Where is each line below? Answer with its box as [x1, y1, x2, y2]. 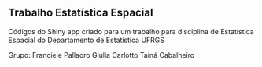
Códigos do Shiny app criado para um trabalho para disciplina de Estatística [8, 26, 254, 36]
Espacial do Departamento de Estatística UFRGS [8, 35, 165, 44]
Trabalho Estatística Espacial [8, 6, 153, 19]
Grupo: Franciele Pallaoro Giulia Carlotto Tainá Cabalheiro [8, 50, 195, 59]
